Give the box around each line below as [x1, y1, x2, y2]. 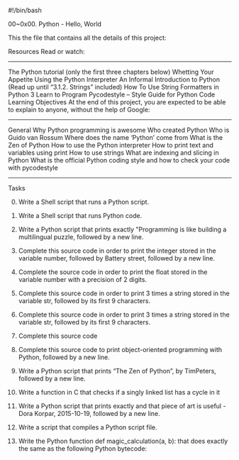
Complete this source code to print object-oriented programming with [18, 346, 223, 354]
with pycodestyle [8, 163, 59, 172]
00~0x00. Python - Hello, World [8, 20, 102, 28]
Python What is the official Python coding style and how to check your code [8, 156, 230, 164]
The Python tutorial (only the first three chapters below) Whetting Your [8, 67, 214, 76]
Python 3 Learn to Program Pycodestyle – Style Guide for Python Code [8, 90, 216, 99]
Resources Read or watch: [8, 48, 85, 55]
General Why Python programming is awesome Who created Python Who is [8, 126, 230, 134]
